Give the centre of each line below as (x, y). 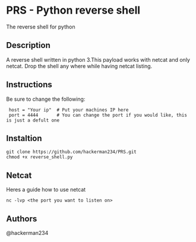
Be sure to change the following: (46, 99)
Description (28, 45)
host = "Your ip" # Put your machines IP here (69, 110)
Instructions (29, 85)
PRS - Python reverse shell (73, 10)
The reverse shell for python (41, 27)
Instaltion (24, 138)
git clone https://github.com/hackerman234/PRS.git (71, 152)
